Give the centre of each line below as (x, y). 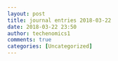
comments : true (29, 40)
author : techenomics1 (39, 33)
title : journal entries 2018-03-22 (59, 20)
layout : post (26, 14)
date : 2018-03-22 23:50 (42, 27)
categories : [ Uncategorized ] (50, 46)
